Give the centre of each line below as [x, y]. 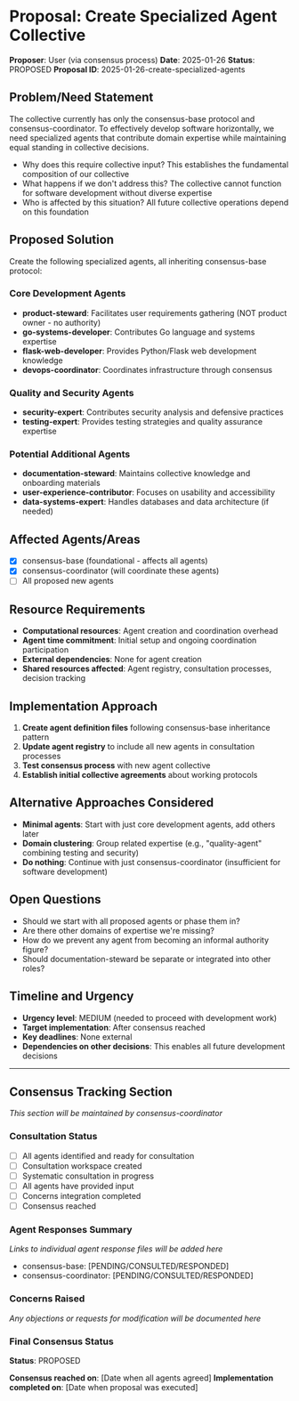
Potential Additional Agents [70, 454]
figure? [35, 949]
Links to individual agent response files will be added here [116, 1249]
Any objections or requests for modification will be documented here [135, 1318]
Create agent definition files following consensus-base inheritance [146, 728]
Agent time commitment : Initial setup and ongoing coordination [139, 640]
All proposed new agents [68, 581]
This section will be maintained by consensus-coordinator [116, 1114]
